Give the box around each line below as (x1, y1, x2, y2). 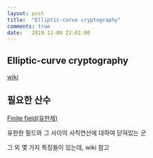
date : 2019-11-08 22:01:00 (7, 29, 91, 36)
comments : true (7, 23, 51, 30)
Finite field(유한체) (7, 114, 58, 122)
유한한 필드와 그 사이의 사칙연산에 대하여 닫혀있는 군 (7, 128, 146, 137)
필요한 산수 (7, 94, 51, 106)
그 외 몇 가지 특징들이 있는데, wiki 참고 (7, 143, 110, 151)
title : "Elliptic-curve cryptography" (7, 16, 121, 23)
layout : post (7, 10, 45, 17)
